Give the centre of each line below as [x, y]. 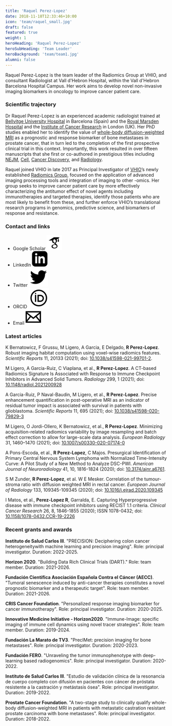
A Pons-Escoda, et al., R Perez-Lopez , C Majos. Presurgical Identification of [86, 453]
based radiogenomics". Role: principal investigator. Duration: [88, 661]
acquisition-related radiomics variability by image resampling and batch [81, 432]
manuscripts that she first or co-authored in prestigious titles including [80, 154]
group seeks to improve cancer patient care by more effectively [73, 185]
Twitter [20, 285]
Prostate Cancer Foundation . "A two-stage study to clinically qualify [78, 702]
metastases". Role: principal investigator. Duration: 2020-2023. [72, 645]
